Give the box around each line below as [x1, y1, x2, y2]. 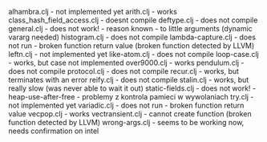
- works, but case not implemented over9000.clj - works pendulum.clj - [8, 58, 245, 67]
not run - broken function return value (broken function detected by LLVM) [8, 41, 255, 51]
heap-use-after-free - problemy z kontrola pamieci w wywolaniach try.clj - [8, 92, 254, 101]
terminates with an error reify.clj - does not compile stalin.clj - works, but [8, 75, 249, 84]
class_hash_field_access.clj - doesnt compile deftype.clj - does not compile [8, 15, 258, 25]
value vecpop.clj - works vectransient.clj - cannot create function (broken [8, 109, 253, 119]
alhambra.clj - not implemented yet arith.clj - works [8, 7, 178, 16]
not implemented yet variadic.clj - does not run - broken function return [8, 100, 245, 110]
